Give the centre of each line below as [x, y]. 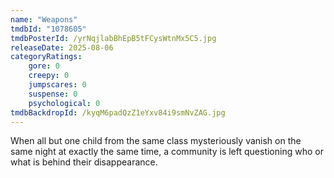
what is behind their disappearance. [84, 162]
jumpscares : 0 [57, 85]
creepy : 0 [49, 76]
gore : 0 [44, 66]
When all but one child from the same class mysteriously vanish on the [156, 141]
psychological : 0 [64, 103]
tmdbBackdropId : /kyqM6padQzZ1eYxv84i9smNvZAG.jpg [118, 112]
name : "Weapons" [44, 19]
